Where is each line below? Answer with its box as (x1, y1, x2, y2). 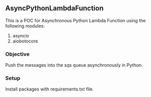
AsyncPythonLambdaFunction (5, 4, 104, 13)
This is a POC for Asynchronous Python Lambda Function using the (5, 17, 146, 23)
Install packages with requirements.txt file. (5, 86, 94, 92)
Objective (5, 51, 30, 58)
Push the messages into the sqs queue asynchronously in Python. (5, 62, 143, 68)
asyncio (12, 32, 29, 38)
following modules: (5, 23, 45, 29)
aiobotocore (12, 38, 38, 44)
